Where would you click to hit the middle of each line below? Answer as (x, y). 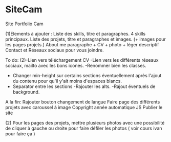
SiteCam (24, 10)
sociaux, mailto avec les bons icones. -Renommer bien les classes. (76, 65)
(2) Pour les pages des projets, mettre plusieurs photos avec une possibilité (85, 122)
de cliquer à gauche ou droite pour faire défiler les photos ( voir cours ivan (84, 128)
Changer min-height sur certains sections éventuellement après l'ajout (87, 75)
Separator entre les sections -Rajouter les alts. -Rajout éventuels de (84, 86)
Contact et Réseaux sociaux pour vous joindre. (55, 50)
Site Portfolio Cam (24, 24)
